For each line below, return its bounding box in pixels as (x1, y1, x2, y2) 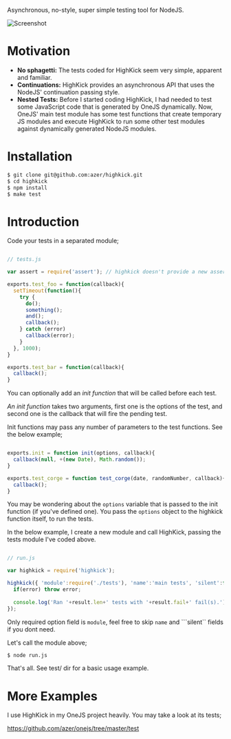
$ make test (7, 191, 41, 198)
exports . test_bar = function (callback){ (7, 364, 125, 371)
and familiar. (16, 73, 52, 81)
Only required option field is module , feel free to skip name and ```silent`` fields (7, 618, 223, 626)
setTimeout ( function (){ (13, 287, 81, 294)
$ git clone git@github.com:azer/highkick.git (7, 171, 143, 178)
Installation (7, 149, 73, 165)
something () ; (25, 306, 63, 313)
